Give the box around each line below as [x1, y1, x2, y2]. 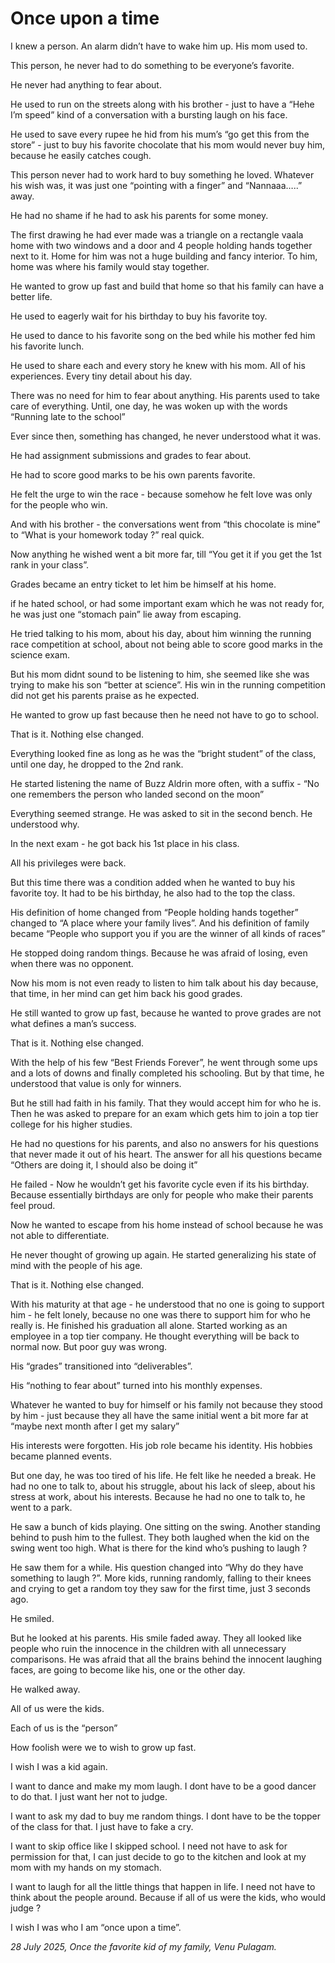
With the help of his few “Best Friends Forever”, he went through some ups [10, 1056, 318, 1068]
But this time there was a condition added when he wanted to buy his [10, 876, 296, 888]
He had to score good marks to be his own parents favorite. [10, 468, 256, 481]
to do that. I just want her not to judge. [10, 1790, 168, 1802]
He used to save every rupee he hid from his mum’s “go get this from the [10, 128, 310, 140]
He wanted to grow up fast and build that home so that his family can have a [10, 280, 325, 292]
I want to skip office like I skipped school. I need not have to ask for [10, 1840, 288, 1852]
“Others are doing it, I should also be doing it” [10, 1158, 198, 1171]
